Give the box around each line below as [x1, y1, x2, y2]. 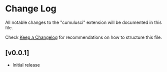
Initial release [12, 62, 40, 68]
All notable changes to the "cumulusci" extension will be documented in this [5, 19, 162, 25]
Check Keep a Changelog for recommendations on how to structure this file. [5, 34, 162, 40]
